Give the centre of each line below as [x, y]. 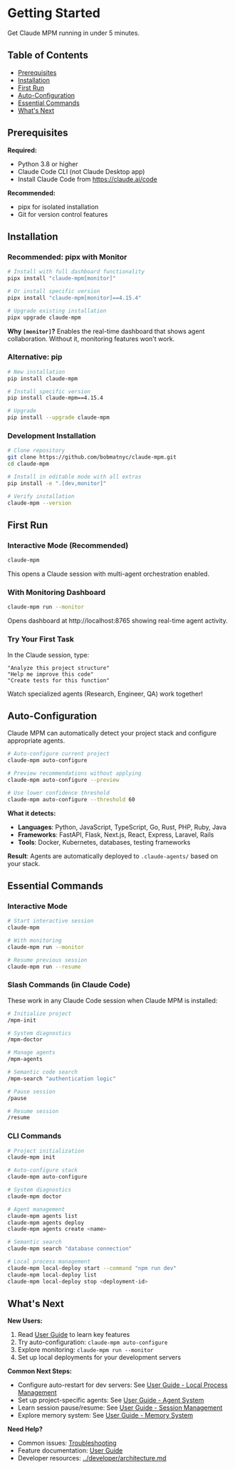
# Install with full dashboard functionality [76, 272]
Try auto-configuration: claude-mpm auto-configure [93, 1342]
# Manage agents [31, 1053]
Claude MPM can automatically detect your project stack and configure [112, 733]
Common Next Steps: [40, 1371]
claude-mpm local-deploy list [52, 1275]
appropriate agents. [36, 741]
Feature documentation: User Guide [70, 1450]
